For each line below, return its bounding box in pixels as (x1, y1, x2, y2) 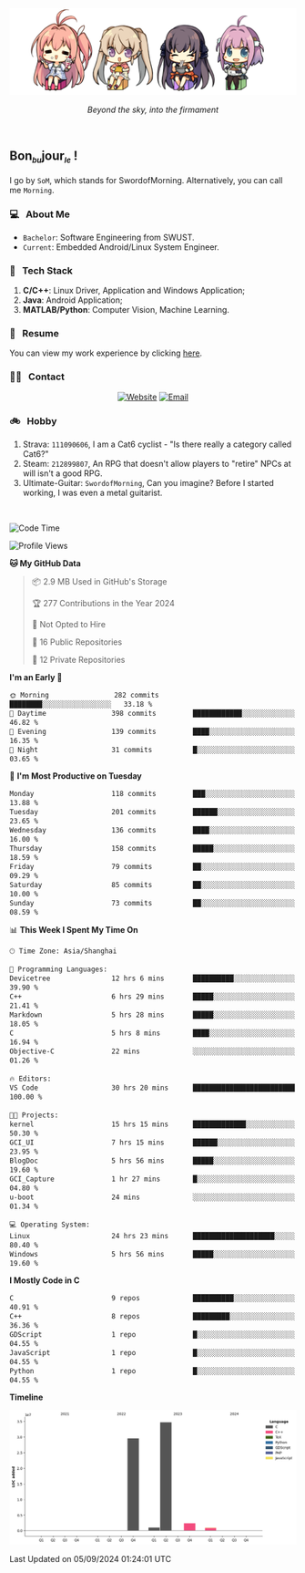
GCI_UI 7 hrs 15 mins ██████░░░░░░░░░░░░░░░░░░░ (9, 1138, 296, 1147)
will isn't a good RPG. (22, 468, 103, 479)
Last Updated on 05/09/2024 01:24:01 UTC (9, 1553, 171, 1564)
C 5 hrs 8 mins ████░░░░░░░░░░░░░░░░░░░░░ (9, 1029, 296, 1038)
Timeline (9, 1392, 44, 1402)
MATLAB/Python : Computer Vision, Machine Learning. (22, 305, 230, 316)
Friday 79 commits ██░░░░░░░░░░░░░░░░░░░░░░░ (9, 863, 296, 872)
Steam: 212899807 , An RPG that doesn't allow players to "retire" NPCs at (22, 459, 291, 470)
